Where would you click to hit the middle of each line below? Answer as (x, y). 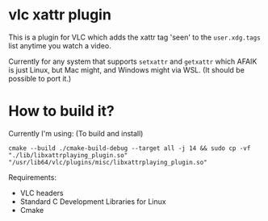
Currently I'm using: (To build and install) (76, 133)
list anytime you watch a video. (60, 45)
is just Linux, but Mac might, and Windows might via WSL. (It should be (126, 69)
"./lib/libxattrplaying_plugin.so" (68, 155)
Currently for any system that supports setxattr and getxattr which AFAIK (133, 61)
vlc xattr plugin (60, 15)
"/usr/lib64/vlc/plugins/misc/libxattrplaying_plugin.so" (108, 162)
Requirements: (32, 177)
